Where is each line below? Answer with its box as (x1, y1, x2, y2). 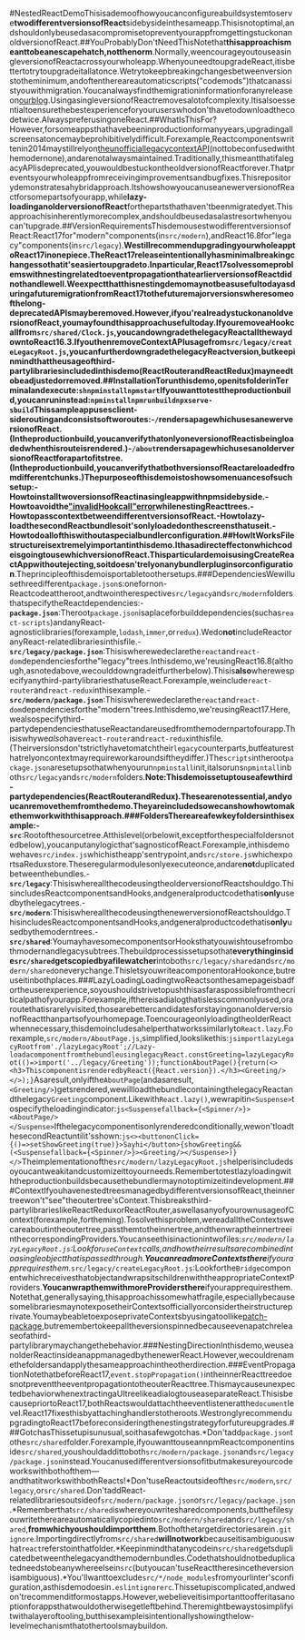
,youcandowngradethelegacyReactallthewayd (113, 327, 293, 338)
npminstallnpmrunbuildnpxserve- (90, 396, 213, 405)
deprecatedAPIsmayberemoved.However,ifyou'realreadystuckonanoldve (9, 308, 293, 318)
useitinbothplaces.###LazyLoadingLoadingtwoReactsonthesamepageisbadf (9, 975, 295, 986)
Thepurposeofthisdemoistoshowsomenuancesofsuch (84, 472, 293, 482)
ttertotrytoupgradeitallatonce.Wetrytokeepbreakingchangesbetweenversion (9, 66, 292, 76)
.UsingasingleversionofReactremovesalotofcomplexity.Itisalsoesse (47, 95, 296, 106)
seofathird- (9, 1331, 52, 1341)
